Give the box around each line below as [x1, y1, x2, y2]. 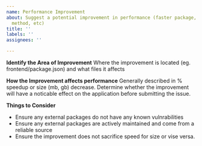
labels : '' [6, 32, 34, 38]
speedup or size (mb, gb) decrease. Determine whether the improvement [6, 84, 189, 91]
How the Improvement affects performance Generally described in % [6, 77, 183, 84]
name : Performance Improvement [6, 8, 86, 15]
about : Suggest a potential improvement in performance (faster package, [6, 15, 197, 21]
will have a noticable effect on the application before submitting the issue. [6, 90, 191, 97]
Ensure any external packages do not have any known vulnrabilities [15, 113, 184, 121]
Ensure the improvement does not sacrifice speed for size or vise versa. [15, 133, 195, 140]
